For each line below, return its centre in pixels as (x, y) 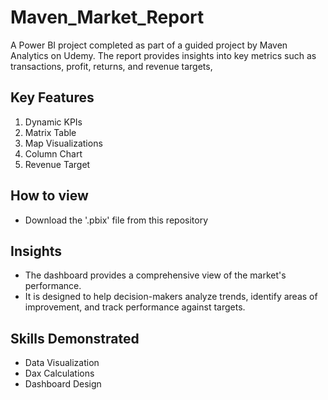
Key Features (52, 97)
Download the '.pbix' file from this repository (116, 220)
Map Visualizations (63, 143)
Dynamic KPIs (53, 122)
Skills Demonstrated (75, 338)
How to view (49, 196)
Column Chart (53, 153)
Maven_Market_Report (107, 17)
